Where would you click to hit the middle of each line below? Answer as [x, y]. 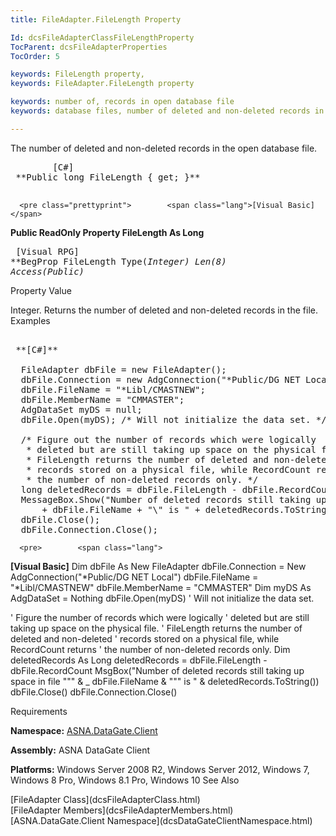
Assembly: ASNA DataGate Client [80, 750]
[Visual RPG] [47, 251]
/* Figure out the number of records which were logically [168, 439]
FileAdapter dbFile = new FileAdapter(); [123, 369]
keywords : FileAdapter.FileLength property [102, 84]
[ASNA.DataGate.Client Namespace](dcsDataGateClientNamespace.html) [161, 820]
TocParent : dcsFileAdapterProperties [89, 47]
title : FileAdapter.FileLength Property [96, 19]
